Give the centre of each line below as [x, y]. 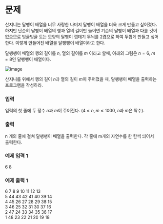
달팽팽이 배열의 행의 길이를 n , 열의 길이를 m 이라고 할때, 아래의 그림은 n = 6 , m [80, 53]
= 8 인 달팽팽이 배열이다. [28, 59]
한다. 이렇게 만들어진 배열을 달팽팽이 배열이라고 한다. [55, 42]
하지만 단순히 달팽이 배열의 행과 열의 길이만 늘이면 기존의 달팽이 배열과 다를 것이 [81, 30]
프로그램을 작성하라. [24, 85]
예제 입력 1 [17, 156]
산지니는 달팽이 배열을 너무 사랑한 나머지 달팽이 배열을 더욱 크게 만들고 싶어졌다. [81, 24]
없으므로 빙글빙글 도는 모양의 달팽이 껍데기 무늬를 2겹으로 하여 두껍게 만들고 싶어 [82, 37]
